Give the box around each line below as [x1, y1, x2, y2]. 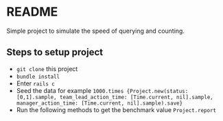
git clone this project [16, 64, 78, 72]
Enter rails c [16, 79, 56, 88]
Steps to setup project [6, 46, 104, 58]
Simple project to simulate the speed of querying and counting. [6, 27, 185, 35]
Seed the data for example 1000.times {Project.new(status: [16, 86, 189, 94]
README [6, 4, 58, 20]
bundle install [16, 73, 60, 80]
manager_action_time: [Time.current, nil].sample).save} [16, 100, 183, 107]
